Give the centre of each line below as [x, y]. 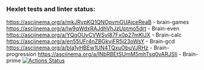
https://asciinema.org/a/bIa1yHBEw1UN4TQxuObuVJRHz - [79, 48]
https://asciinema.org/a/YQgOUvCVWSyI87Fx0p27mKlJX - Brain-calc [94, 35]
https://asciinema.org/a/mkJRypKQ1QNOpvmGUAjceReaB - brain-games [98, 22]
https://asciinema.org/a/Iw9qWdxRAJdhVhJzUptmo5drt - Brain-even [93, 28]
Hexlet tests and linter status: [51, 9]
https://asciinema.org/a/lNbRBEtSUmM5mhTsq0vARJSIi [107, 54]
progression [21, 54]
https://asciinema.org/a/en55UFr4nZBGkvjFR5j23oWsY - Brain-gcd [91, 42]
